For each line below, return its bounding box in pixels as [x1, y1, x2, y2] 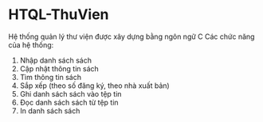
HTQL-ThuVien [8, 6, 109, 24]
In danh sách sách [19, 105, 80, 116]
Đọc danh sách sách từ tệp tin [19, 97, 119, 107]
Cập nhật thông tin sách [19, 63, 100, 73]
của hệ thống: [8, 40, 54, 49]
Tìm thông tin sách [19, 72, 82, 82]
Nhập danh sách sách [19, 55, 92, 65]
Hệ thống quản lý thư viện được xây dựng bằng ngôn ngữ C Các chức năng [8, 32, 255, 41]
